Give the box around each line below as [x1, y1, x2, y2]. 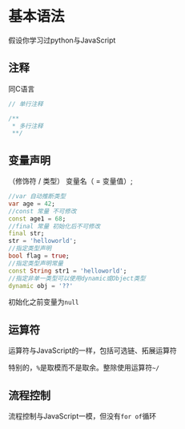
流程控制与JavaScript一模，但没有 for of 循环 [8, 411, 157, 421]
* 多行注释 [11, 122, 44, 130]
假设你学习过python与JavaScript [8, 35, 116, 45]
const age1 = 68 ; [8, 214, 66, 223]
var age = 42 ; [8, 200, 56, 208]
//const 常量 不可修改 [8, 207, 77, 215]
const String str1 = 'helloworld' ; [8, 266, 127, 275]
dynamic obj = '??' [8, 281, 74, 289]
